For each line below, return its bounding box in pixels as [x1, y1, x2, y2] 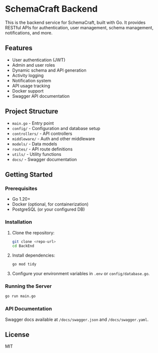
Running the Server [5, 283, 52, 290]
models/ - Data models [12, 141, 57, 147]
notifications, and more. [5, 30, 53, 36]
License [5, 331, 30, 339]
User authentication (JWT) [12, 57, 66, 63]
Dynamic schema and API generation [12, 67, 87, 73]
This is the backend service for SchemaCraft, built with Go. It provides [5, 19, 146, 25]
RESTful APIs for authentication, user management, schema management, [5, 24, 154, 30]
